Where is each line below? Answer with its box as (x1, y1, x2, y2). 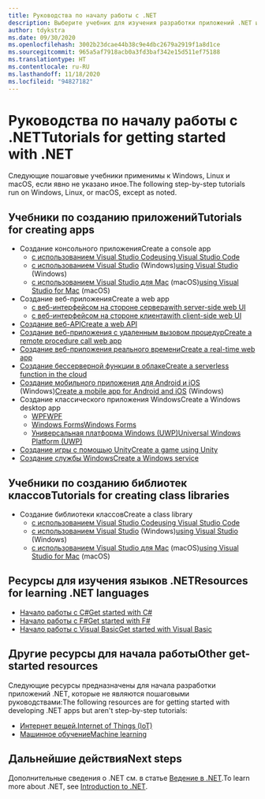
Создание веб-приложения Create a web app (19, 294, 170, 304)
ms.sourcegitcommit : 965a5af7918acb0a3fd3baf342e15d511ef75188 (8, 48, 221, 56)
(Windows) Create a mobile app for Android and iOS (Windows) (19, 386, 224, 396)
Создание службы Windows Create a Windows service (19, 454, 200, 463)
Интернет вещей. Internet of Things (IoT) (19, 721, 153, 730)
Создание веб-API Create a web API (19, 319, 138, 329)
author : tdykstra (8, 26, 65, 34)
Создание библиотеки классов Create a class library (19, 510, 193, 519)
